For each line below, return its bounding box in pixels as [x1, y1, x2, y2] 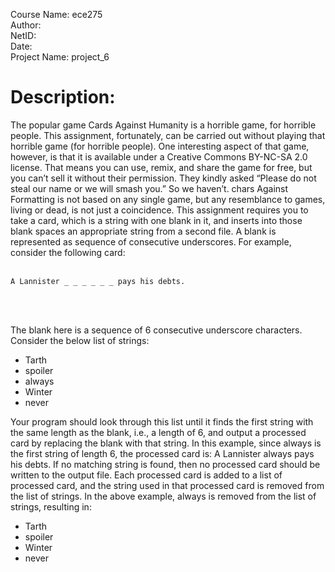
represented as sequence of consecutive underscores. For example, [10, 235, 292, 248]
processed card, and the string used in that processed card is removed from [10, 479, 325, 491]
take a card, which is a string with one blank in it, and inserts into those [10, 214, 303, 226]
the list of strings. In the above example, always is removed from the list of [10, 490, 317, 502]
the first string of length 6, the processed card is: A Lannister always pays [10, 447, 315, 459]
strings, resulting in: [10, 500, 92, 513]
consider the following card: [10, 246, 126, 258]
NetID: [10, 30, 37, 41]
